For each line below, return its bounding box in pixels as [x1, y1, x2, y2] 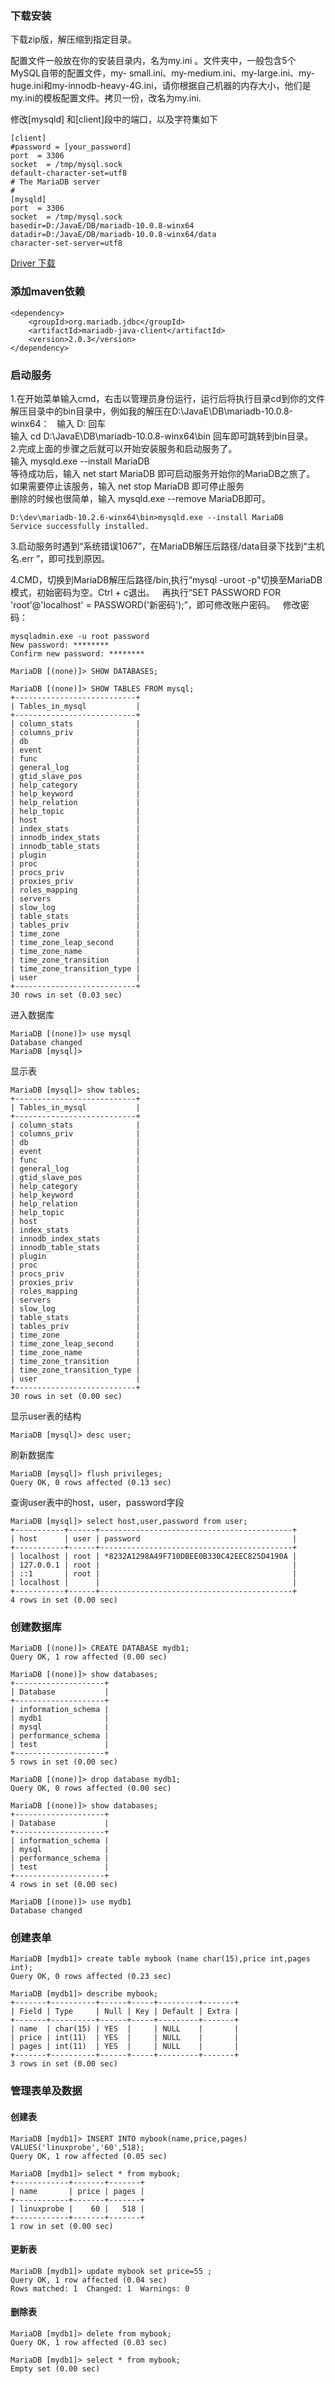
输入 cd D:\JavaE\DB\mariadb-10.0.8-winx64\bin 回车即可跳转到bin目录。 [10, 430, 314, 442]
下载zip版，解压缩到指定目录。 [10, 33, 137, 46]
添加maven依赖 [10, 285, 86, 299]
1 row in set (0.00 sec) [10, 2221, 114, 2231]
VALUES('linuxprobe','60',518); [10, 2142, 145, 2152]
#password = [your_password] [10, 142, 132, 152]
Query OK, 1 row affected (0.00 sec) [10, 1652, 168, 1662]
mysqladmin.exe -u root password [10, 631, 150, 641]
